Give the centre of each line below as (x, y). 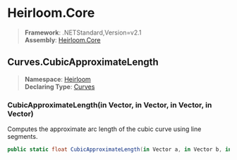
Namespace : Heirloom (58, 79)
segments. (23, 137)
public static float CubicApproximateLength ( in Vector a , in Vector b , (115, 149)
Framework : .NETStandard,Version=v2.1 (83, 32)
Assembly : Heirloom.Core (62, 39)
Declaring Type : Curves (60, 87)
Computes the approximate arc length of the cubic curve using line (104, 129)
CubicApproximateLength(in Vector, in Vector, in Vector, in (110, 105)
